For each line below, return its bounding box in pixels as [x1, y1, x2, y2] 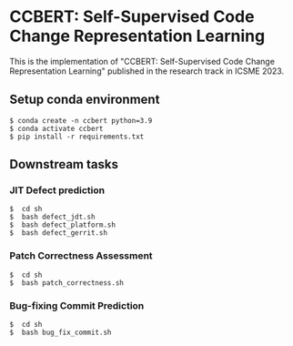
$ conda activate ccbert [9, 124, 104, 133]
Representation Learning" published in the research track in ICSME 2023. [9, 66, 285, 76]
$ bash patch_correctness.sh [9, 278, 125, 288]
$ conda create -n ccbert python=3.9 [9, 116, 153, 125]
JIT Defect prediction [9, 184, 106, 197]
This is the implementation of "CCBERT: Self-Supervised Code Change [9, 56, 276, 66]
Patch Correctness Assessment [9, 249, 153, 262]
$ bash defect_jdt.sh [9, 212, 96, 222]
